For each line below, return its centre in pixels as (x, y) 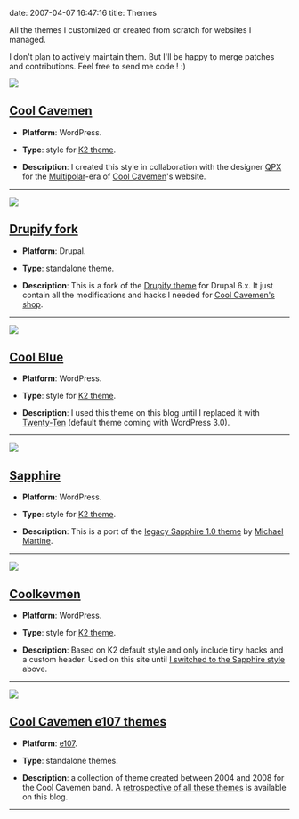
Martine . (37, 541)
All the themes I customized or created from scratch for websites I (130, 30)
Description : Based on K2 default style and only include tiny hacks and (153, 650)
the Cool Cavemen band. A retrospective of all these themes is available (154, 787)
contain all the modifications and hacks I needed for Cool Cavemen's (149, 295)
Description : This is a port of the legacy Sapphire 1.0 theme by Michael (153, 531)
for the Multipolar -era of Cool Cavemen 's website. (114, 176)
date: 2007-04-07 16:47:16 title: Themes (83, 13)
